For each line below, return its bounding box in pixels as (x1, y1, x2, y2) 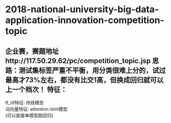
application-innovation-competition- (5, 14, 164, 26)
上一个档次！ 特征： (5, 85, 67, 94)
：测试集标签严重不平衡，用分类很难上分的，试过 (12, 66, 166, 75)
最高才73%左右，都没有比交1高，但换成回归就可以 (5, 76, 164, 84)
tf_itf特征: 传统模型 (5, 100, 44, 106)
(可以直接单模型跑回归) (5, 112, 53, 118)
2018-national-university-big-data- (5, 4, 159, 15)
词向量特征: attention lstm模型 (5, 106, 68, 112)
